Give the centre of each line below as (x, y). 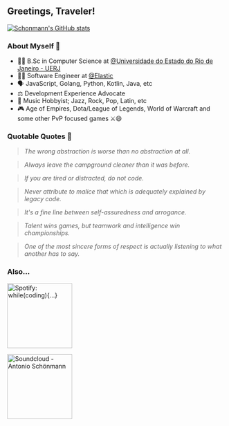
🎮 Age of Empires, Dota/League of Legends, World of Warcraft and (114, 109)
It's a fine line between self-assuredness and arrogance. (105, 212)
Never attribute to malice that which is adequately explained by (115, 192)
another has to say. (52, 254)
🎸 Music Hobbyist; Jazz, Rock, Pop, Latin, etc (82, 101)
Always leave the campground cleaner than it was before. (107, 165)
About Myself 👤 (34, 46)
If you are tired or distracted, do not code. (84, 178)
